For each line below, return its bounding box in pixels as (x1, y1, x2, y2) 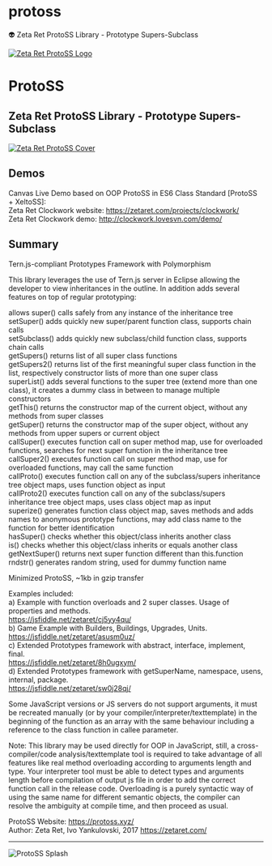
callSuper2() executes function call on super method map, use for (8, 454, 228, 463)
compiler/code (8, 749, 57, 759)
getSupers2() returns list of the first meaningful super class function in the (8, 359, 257, 369)
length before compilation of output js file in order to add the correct (8, 774, 236, 784)
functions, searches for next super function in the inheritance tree (8, 445, 228, 455)
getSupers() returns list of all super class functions (8, 351, 178, 360)
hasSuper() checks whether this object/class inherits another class (8, 531, 232, 541)
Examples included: (8, 588, 74, 598)
